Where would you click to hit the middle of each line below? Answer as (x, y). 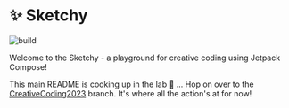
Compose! (28, 66)
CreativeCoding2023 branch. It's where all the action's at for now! (131, 93)
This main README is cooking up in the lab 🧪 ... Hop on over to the (132, 84)
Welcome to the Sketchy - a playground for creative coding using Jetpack (145, 58)
